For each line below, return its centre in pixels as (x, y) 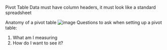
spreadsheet (19, 13)
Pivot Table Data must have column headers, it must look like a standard (81, 7)
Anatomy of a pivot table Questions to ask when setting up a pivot (84, 22)
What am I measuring (35, 38)
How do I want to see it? (38, 43)
